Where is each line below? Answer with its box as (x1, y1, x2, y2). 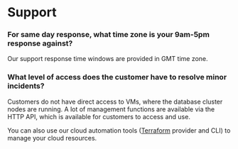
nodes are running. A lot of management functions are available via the (7, 104, 215, 114)
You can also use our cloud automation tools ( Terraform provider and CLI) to (7, 126, 231, 135)
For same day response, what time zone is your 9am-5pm (7, 30, 210, 40)
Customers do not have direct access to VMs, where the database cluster (7, 97, 223, 106)
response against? (7, 38, 73, 48)
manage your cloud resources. (7, 133, 97, 142)
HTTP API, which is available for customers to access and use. (7, 112, 190, 121)
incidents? (7, 81, 45, 91)
